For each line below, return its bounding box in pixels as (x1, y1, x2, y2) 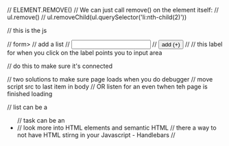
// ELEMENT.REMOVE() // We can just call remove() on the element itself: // (7, 6, 219, 14)
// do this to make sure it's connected (7, 62, 113, 70)
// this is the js (7, 27, 47, 34)
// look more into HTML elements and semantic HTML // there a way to (16, 123, 217, 132)
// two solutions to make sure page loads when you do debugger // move (7, 75, 213, 83)
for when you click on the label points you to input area (7, 49, 162, 57)
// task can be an (16, 117, 65, 124)
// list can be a (7, 103, 48, 111)
